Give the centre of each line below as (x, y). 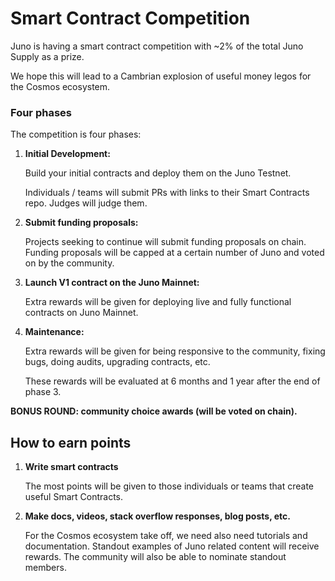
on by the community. (69, 263)
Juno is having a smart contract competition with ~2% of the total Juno (157, 46)
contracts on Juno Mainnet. (81, 313)
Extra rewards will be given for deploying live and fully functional (158, 302)
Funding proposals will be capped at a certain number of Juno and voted (174, 253)
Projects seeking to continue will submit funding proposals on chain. (165, 242)
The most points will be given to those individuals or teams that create (169, 486)
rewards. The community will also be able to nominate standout (155, 557)
